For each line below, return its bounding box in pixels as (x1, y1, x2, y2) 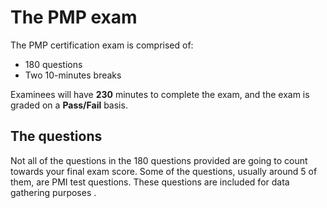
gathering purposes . (10, 186, 97, 198)
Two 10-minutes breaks (24, 69, 122, 81)
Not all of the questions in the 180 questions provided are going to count (10, 154, 308, 166)
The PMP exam (10, 6, 138, 29)
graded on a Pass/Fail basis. (10, 99, 128, 111)
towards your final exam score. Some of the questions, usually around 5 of (10, 165, 318, 177)
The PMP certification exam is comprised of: (10, 39, 194, 51)
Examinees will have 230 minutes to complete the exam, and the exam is (10, 88, 310, 100)
